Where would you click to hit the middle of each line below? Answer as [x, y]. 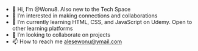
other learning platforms [42, 28]
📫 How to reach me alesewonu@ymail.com [67, 41]
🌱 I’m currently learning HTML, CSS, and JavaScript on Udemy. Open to [102, 22]
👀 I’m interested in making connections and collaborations [85, 16]
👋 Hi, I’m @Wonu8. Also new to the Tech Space [71, 9]
